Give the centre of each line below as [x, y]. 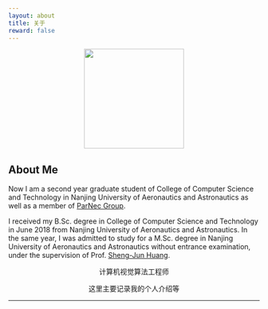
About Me [33, 170]
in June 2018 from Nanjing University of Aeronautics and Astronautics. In [128, 230]
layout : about [32, 16]
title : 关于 [27, 23]
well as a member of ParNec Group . [67, 206]
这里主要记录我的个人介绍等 [134, 289]
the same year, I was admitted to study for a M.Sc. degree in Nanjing [121, 238]
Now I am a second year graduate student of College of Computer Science [131, 189]
